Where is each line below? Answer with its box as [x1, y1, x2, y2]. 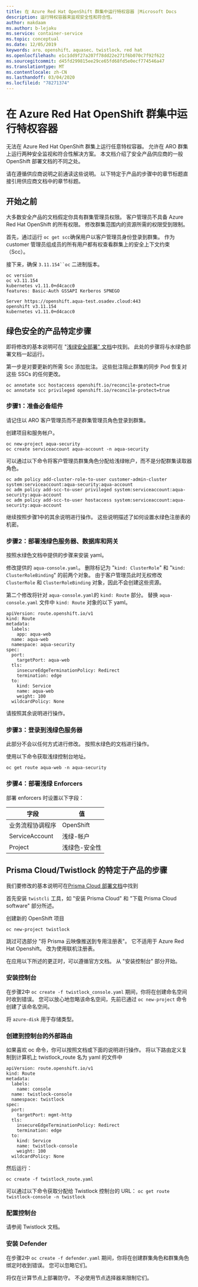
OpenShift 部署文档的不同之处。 [6, 157, 84, 164]
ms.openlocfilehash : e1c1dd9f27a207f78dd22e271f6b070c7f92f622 [6, 53, 165, 59]
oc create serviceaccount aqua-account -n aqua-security [6, 446, 149, 452]
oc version [6, 273, 33, 278]
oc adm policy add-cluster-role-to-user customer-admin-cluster [6, 476, 167, 482]
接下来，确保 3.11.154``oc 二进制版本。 [6, 261, 103, 268]
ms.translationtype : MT [6, 63, 65, 70]
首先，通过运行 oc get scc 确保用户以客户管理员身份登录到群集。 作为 [6, 233, 175, 240]
